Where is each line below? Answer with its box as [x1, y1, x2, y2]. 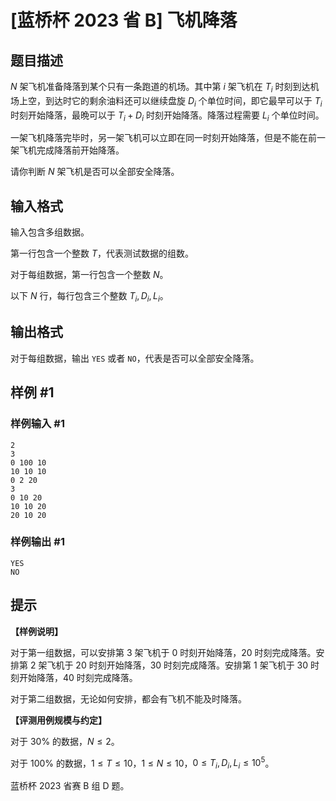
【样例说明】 [10, 625, 63, 637]
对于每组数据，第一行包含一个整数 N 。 [10, 269, 169, 281]
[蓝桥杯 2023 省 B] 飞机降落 [10, 9, 238, 32]
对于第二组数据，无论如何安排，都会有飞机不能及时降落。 [10, 692, 247, 705]
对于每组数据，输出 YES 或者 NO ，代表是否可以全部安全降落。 [10, 352, 260, 364]
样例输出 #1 [10, 535, 65, 549]
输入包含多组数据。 [10, 226, 90, 238]
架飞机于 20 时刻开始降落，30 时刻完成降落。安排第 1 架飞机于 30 [38, 659, 309, 671]
